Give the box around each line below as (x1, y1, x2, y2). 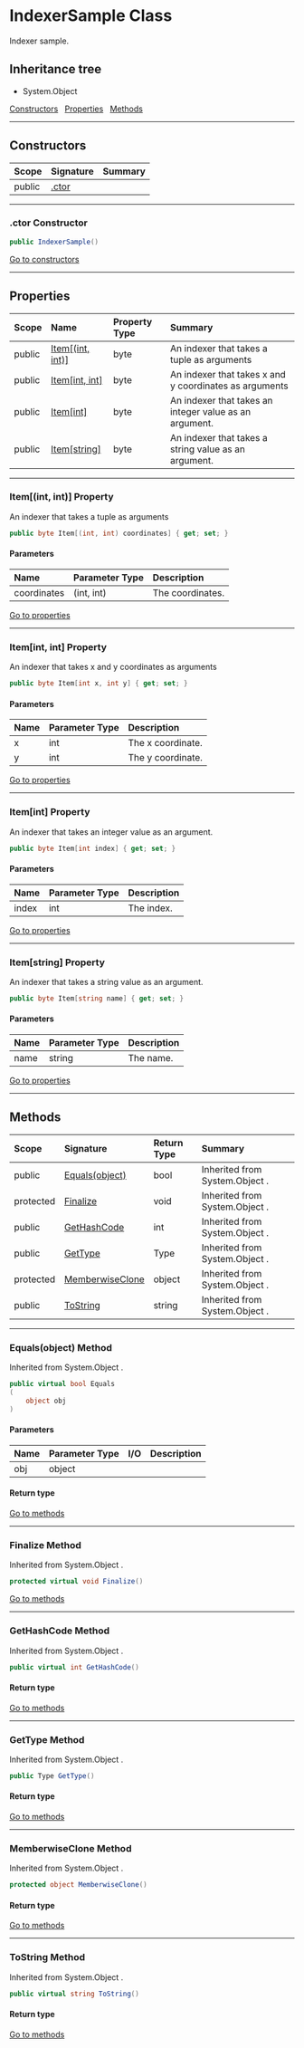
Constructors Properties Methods (9, 103, 143, 114)
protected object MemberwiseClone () (9, 1881, 147, 1890)
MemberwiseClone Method (9, 1842, 132, 1854)
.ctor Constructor (9, 216, 88, 229)
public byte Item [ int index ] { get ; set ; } (9, 844, 176, 853)
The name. (128, 1052, 174, 1065)
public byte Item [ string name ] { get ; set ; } (9, 993, 184, 1003)
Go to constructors (9, 254, 80, 264)
